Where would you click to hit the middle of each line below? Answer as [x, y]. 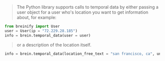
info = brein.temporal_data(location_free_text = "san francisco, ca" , [80, 54]
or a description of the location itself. [54, 45]
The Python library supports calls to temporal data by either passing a [87, 7]
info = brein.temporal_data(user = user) [48, 35]
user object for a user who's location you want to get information [82, 12]
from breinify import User [32, 26]
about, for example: [36, 17]
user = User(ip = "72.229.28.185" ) [41, 31]
